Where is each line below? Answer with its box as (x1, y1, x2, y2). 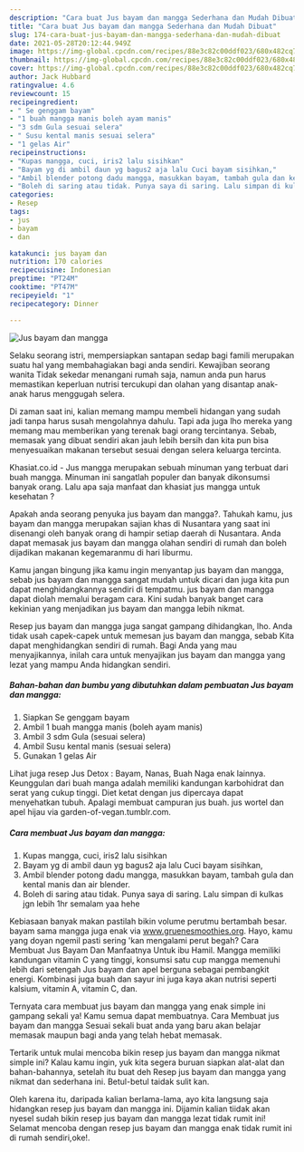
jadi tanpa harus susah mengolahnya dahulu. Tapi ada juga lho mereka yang (9, 415, 292, 426)
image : (9, 47, 34, 56)
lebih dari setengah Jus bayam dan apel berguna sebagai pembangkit (9, 964, 270, 975)
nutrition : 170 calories (9, 257, 103, 266)
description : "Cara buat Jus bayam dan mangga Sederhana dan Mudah (9, 13, 270, 23)
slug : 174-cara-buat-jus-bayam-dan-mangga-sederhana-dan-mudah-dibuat (9, 30, 281, 39)
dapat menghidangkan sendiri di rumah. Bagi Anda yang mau (9, 640, 237, 651)
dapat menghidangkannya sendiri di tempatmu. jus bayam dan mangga (9, 584, 274, 595)
